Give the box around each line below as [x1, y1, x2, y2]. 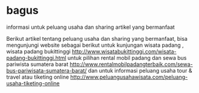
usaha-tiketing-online [6, 79, 60, 87]
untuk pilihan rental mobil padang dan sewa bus [67, 54, 187, 61]
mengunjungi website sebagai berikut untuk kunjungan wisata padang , [6, 41, 184, 49]
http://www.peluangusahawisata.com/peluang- [70, 73, 188, 80]
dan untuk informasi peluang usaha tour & [88, 67, 192, 74]
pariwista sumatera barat [6, 61, 68, 68]
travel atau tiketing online [6, 73, 70, 80]
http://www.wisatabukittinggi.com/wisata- [71, 47, 177, 55]
